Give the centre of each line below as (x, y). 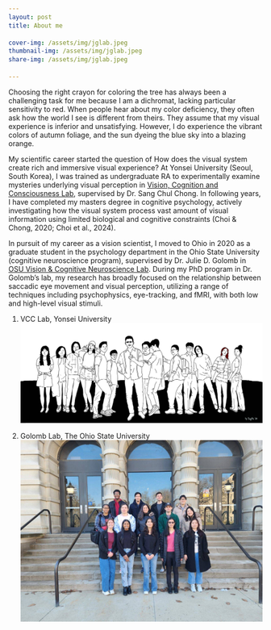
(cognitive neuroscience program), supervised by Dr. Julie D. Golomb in (127, 260)
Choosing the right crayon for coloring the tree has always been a (118, 92)
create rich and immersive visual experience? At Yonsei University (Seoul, (131, 167)
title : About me (35, 25)
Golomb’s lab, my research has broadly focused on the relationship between (135, 277)
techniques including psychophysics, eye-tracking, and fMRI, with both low (133, 294)
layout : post (30, 17)
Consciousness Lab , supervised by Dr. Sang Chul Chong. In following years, (135, 193)
